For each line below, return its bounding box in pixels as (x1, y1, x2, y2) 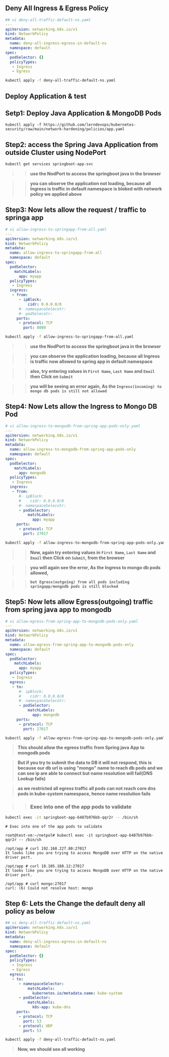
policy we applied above (30, 191, 82, 197)
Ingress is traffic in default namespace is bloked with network (30, 186, 162, 192)
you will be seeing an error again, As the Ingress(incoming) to (30, 384, 162, 390)
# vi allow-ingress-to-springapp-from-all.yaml (5, 226, 107, 232)
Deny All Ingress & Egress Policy (5, 4, 109, 13)
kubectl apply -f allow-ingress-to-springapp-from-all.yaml (5, 334, 134, 339)
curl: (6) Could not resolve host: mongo (5, 885, 94, 890)
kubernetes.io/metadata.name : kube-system (32, 991, 123, 996)
